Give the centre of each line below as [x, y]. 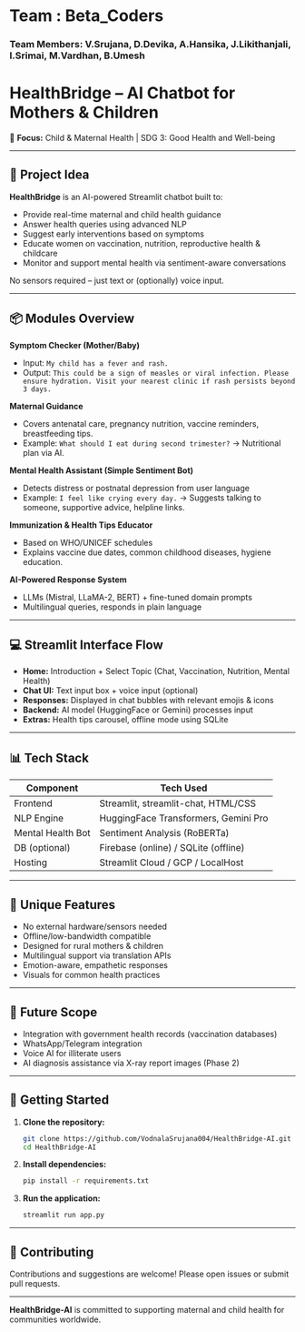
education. [43, 561]
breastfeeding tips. [58, 433]
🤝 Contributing [52, 1252]
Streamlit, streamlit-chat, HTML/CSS [178, 803]
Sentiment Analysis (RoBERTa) [164, 833]
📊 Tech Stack [49, 757]
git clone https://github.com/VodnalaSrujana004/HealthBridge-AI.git [157, 1138]
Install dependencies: [64, 1165]
